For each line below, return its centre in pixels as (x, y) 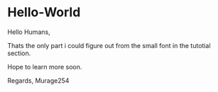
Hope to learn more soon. (45, 67)
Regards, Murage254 (38, 80)
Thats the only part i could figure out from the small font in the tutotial (109, 45)
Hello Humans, (29, 32)
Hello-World (44, 12)
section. (19, 53)
